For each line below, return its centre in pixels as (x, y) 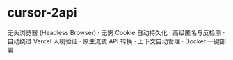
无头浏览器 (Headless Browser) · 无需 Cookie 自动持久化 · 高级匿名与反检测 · (116, 32)
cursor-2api (42, 13)
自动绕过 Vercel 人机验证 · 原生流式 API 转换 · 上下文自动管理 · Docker (107, 41)
